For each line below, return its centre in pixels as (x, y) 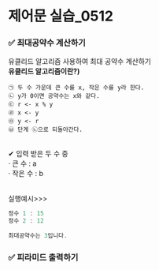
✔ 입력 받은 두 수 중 (38, 154)
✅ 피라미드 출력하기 (43, 257)
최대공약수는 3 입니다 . (38, 236)
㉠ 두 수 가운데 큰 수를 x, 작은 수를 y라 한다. (76, 88)
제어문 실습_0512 (61, 16)
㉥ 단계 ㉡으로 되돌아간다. (45, 130)
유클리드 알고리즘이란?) (44, 71)
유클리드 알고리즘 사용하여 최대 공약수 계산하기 (80, 62)
